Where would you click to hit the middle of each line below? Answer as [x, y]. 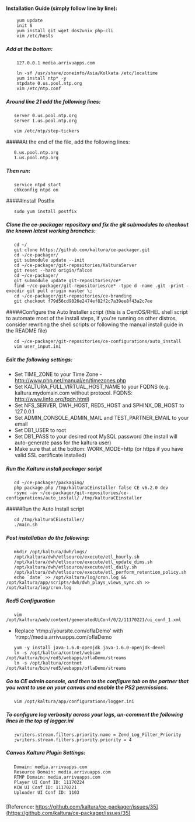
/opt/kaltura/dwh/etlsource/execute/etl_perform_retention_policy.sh [100, 572]
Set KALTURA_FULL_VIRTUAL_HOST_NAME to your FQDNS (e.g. [92, 387]
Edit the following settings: [39, 359]
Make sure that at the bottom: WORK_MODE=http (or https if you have [99, 449]
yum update [30, 20]
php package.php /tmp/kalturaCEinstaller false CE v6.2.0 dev [91, 488]
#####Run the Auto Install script [45, 509]
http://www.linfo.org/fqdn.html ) [52, 399]
